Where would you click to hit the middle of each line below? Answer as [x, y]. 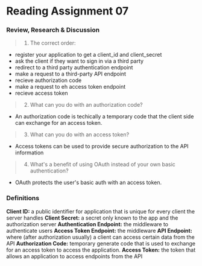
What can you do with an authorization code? [86, 105]
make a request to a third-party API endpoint [71, 74]
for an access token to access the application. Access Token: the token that [101, 250]
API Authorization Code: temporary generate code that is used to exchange [101, 243]
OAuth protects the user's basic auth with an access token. [88, 183]
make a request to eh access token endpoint [70, 87]
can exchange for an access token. [58, 123]
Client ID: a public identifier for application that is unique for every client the [100, 211]
